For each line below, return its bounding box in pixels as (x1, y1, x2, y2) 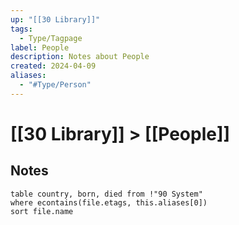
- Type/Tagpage (19, 33, 83, 43)
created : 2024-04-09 (10, 61, 97, 71)
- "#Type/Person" (19, 80, 92, 90)
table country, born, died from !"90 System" (10, 189, 203, 199)
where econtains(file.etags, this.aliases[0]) (10, 197, 208, 208)
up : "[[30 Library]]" (10, 14, 101, 25)
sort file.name (10, 206, 74, 216)
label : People (10, 42, 70, 53)
